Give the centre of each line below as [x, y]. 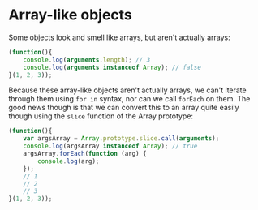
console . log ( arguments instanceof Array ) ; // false [112, 67]
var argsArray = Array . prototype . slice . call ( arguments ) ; [121, 139]
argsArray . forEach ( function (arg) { [85, 154]
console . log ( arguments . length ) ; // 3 [87, 60]
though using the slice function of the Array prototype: [101, 116]
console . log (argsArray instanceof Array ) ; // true [110, 146]
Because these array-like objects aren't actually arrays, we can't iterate [127, 90]
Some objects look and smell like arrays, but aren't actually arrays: [119, 37]
